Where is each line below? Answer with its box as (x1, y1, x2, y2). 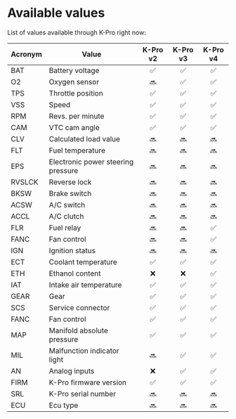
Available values (7, 5, 105, 21)
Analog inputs (48, 366, 95, 375)
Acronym (11, 49, 42, 59)
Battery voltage (48, 65, 100, 75)
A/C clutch (48, 211, 84, 221)
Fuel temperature (48, 146, 106, 155)
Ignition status (48, 245, 96, 255)
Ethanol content (48, 269, 101, 278)
